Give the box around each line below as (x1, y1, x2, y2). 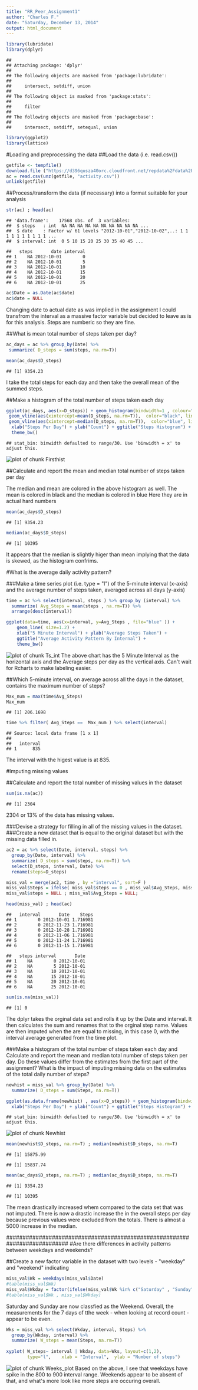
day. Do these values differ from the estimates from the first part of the (6, 1058, 178, 1065)
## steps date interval (6, 249, 85, 255)
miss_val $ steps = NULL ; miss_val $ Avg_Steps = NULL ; (6, 890, 138, 896)
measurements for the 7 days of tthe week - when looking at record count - (6, 1309, 190, 1316)
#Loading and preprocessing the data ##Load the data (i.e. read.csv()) (6, 151, 178, 158)
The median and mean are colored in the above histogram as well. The (6, 485, 177, 492)
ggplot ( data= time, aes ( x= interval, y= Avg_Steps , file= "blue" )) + (6, 619, 176, 625)
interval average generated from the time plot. (6, 1034, 118, 1041)
